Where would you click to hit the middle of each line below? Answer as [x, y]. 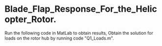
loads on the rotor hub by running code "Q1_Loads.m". [59, 38]
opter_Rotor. [31, 19]
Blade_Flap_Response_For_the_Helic [81, 9]
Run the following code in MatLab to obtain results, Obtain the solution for [79, 33]
